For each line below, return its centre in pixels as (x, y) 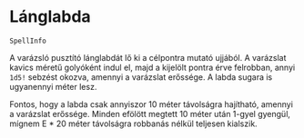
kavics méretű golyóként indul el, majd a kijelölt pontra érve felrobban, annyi (152, 67)
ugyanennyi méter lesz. (53, 86)
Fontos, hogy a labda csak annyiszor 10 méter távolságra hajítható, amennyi (152, 104)
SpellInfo (28, 41)
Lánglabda (50, 17)
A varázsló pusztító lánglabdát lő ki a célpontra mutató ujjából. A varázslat (148, 57)
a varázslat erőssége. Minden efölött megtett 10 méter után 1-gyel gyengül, (150, 113)
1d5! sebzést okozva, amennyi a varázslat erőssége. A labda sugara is (141, 77)
